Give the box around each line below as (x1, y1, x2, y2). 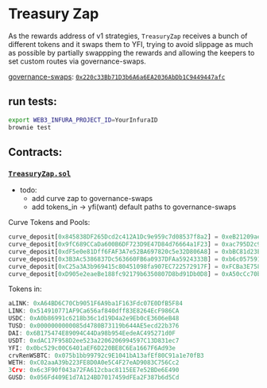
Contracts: (8, 145, 63, 159)
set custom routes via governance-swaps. (8, 56, 147, 66)
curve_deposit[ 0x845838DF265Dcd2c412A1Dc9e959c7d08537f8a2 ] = (8, 233, 219, 241)
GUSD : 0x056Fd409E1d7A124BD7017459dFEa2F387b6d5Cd (8, 374, 180, 382)
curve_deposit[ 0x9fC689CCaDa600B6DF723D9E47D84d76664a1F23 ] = (8, 240, 219, 249)
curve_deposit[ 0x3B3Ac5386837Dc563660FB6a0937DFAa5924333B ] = (8, 255, 219, 263)
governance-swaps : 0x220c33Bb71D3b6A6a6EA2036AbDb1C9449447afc (8, 72, 226, 81)
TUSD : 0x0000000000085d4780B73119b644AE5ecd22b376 (8, 322, 180, 330)
